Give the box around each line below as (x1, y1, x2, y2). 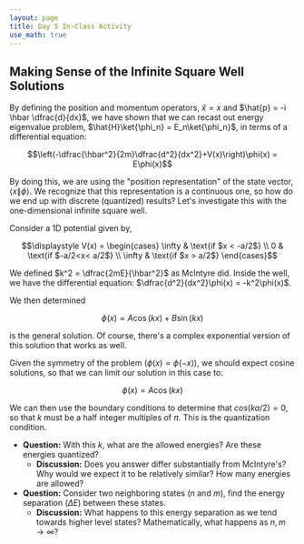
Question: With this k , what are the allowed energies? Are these (22, 439, 261, 450)
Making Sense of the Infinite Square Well (9, 64, 245, 79)
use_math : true (9, 30, 67, 39)
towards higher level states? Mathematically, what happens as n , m (35, 517, 286, 528)
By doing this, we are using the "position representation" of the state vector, (9, 176, 294, 187)
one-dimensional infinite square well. (9, 206, 148, 217)
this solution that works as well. (9, 340, 127, 351)
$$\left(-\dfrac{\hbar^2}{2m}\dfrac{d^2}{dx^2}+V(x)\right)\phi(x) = (26, 149, 279, 160)
